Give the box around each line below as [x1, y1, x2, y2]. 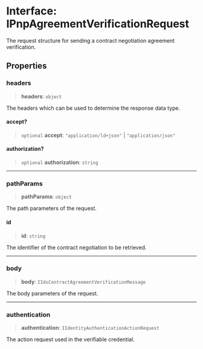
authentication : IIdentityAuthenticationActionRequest [21, 324, 159, 332]
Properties [6, 61, 47, 71]
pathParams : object [21, 193, 72, 200]
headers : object [21, 92, 62, 100]
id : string [21, 232, 46, 239]
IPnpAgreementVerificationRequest [6, 17, 189, 31]
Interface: [6, 4, 57, 18]
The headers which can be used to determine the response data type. [6, 104, 181, 112]
